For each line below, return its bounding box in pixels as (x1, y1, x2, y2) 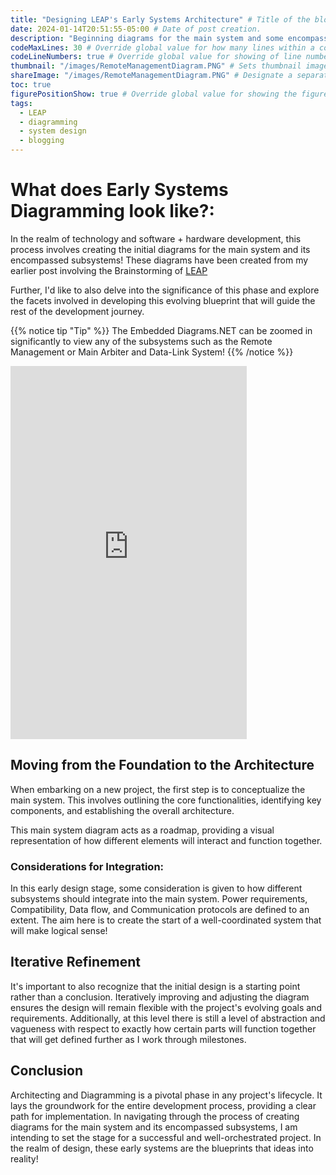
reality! (10, 1152, 39, 1165)
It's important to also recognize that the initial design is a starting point (10, 980, 301, 992)
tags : (10, 98, 33, 108)
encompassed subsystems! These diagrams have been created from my (10, 254, 309, 266)
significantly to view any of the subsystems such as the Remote (10, 335, 273, 347)
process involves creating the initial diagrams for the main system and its (10, 243, 311, 255)
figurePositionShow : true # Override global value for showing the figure (10, 89, 329, 99)
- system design (19, 126, 87, 136)
